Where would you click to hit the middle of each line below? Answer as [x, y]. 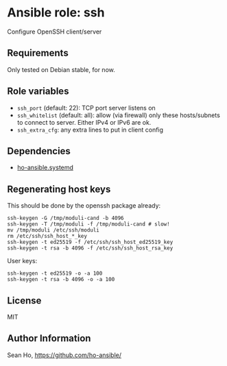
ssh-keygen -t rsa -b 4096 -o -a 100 [61, 280]
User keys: [22, 261]
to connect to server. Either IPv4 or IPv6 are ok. [84, 122]
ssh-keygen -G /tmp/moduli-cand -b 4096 [66, 218]
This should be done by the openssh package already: [84, 206]
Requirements [38, 53]
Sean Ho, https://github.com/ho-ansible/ [64, 355]
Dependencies [39, 151]
